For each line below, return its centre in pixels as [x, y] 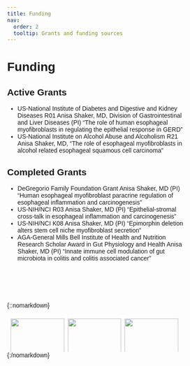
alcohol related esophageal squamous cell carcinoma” [90, 151]
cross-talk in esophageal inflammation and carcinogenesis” [97, 217]
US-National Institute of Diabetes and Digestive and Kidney [97, 109]
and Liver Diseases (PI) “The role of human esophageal [93, 123]
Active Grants [37, 92]
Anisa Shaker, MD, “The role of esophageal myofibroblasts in [100, 144]
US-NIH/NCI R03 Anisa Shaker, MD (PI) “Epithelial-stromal [97, 210]
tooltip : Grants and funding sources [68, 33]
